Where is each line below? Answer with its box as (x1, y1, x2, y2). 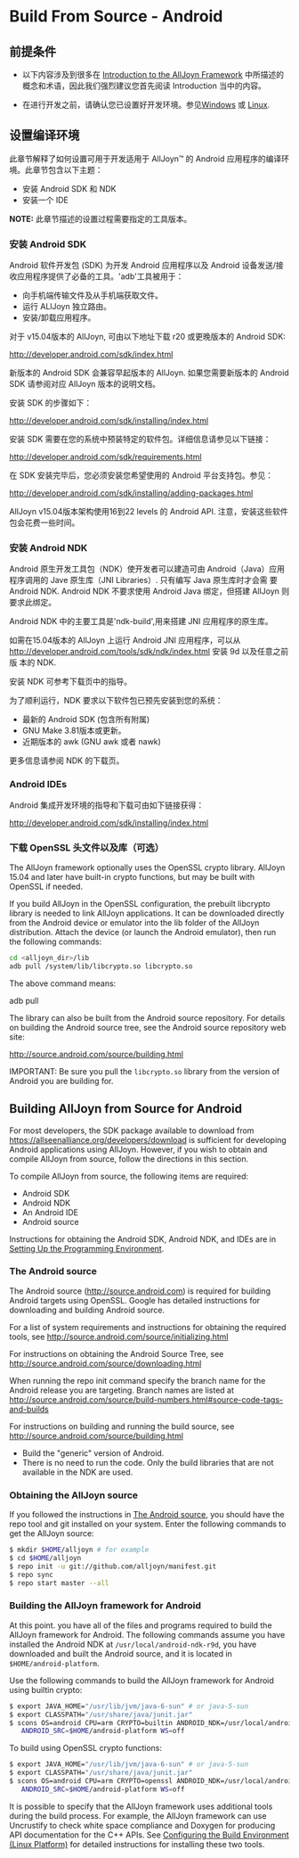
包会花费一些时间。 (9, 517, 80, 528)
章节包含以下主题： (32, 164, 103, 175)
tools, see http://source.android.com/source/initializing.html (9, 1331, 229, 1342)
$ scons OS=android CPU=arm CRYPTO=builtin (9, 1718, 174, 1727)
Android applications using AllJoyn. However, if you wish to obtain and (9, 1144, 268, 1155)
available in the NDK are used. (21, 1467, 133, 1477)
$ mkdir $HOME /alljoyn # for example (9, 1545, 149, 1555)
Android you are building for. (9, 1075, 114, 1086)
